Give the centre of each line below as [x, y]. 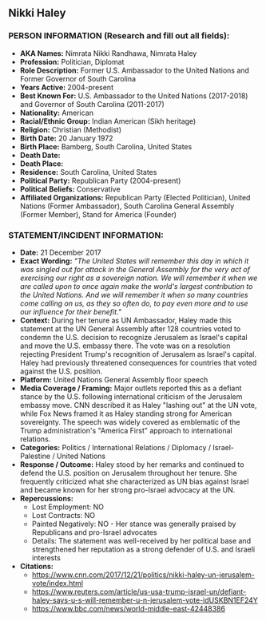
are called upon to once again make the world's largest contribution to [136, 286]
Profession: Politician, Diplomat [72, 61]
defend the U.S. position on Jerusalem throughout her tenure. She [128, 473]
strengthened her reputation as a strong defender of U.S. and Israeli [143, 549]
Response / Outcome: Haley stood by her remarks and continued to [132, 464]
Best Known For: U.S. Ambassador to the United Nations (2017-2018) [134, 96]
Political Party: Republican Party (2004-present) [100, 180]
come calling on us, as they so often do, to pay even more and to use [134, 303]
